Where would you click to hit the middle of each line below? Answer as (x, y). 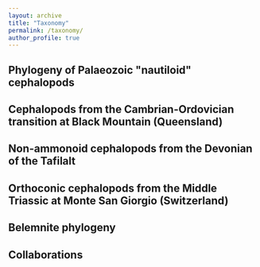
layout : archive (35, 15)
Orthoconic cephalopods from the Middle (113, 188)
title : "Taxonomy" (39, 23)
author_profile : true (44, 38)
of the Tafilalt (42, 161)
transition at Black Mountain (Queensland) (116, 122)
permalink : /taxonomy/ (46, 30)
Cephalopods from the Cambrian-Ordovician (121, 109)
